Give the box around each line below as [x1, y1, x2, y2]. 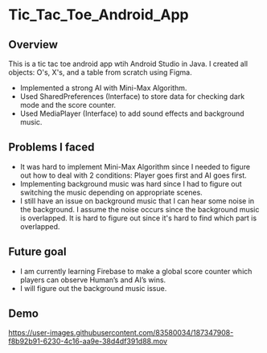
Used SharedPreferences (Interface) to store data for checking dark [19, 92, 245, 101]
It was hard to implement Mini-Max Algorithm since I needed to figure [19, 162, 251, 171]
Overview [8, 38, 59, 51]
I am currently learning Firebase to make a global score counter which [19, 266, 253, 276]
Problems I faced [8, 141, 95, 154]
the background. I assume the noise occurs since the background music [19, 204, 260, 214]
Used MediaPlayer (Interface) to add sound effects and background [19, 109, 244, 118]
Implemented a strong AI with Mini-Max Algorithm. [19, 83, 187, 92]
